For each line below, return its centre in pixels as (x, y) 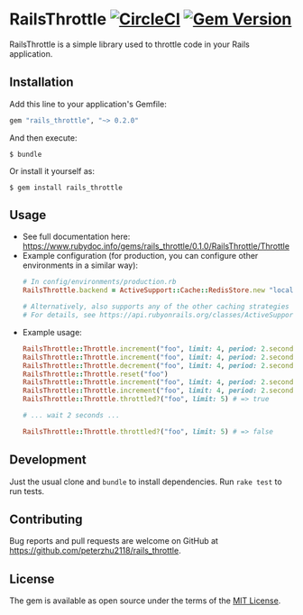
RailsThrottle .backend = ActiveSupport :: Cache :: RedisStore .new (144, 290)
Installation (41, 83)
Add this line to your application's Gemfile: (88, 104)
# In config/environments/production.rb (99, 282)
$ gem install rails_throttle (66, 188)
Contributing (46, 520)
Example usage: (52, 332)
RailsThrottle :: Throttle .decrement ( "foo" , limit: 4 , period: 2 (144, 365)
